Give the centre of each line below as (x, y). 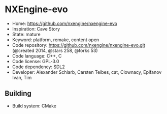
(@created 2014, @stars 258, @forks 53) (55, 50)
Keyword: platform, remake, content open (56, 40)
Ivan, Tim (22, 77)
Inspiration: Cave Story (36, 28)
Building (18, 93)
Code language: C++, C (37, 56)
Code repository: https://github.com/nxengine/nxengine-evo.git (78, 45)
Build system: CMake (34, 106)
